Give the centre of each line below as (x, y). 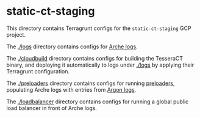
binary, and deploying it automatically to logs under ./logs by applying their (100, 65)
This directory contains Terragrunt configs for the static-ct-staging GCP (99, 28)
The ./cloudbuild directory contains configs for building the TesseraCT (95, 58)
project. (16, 34)
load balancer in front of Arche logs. (52, 108)
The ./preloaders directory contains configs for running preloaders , (91, 83)
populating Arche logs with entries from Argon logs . (71, 89)
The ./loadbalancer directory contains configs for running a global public (98, 101)
